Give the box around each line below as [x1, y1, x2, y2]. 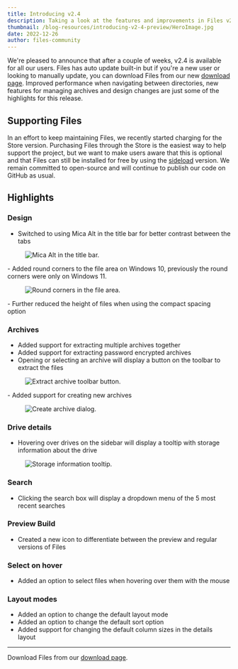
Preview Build [7, 519, 56, 529]
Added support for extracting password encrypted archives [17, 348, 191, 357]
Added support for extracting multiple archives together [17, 340, 181, 349]
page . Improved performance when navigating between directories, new [7, 79, 219, 87]
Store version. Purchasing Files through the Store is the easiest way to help [7, 141, 227, 149]
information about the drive [17, 446, 98, 455]
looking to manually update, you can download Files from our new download [7, 72, 230, 80]
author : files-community [7, 37, 81, 44]
